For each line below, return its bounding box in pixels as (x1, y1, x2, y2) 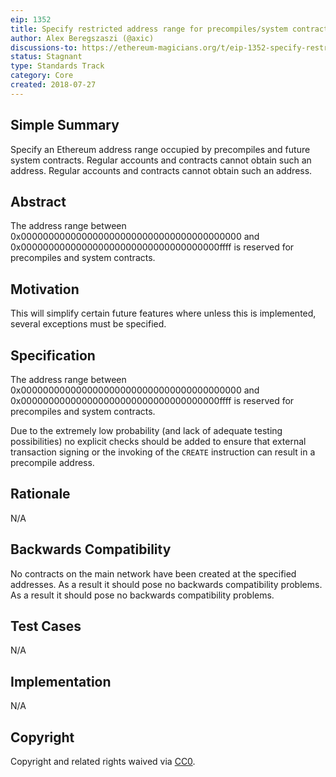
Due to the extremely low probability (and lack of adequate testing (10, 425, 283, 436)
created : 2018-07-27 (10, 80, 97, 90)
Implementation (10, 673, 112, 690)
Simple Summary (10, 117, 120, 134)
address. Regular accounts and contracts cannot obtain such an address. (10, 164, 313, 176)
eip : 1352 (10, 14, 52, 25)
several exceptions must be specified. (10, 318, 167, 330)
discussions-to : (10, 42, 78, 53)
